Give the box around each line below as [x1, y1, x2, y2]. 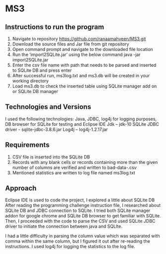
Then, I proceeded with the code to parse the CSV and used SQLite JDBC [5, 218, 156, 224]
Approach [5, 184, 37, 193]
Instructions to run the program [5, 23, 104, 31]
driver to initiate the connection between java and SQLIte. [5, 223, 122, 229]
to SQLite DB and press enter [12, 67, 72, 73]
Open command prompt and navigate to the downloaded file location [12, 47, 153, 52]
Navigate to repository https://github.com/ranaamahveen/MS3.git [12, 36, 146, 42]
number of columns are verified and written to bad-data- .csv [12, 164, 137, 170]
